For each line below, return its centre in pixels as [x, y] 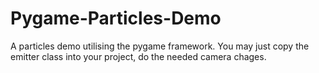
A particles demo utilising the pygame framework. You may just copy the [160, 46]
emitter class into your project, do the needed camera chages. [138, 56]
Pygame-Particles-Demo [116, 18]
